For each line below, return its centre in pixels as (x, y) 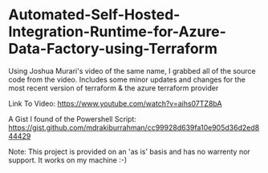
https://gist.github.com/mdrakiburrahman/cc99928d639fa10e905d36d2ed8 (134, 127)
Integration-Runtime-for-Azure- (117, 32)
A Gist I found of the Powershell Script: (72, 119)
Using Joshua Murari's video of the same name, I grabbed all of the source (132, 70)
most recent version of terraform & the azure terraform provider (114, 88)
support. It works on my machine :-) (68, 160)
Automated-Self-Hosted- (94, 15)
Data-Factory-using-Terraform (113, 49)
